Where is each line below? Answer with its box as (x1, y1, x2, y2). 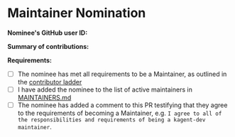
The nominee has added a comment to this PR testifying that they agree (17, 101, 228, 109)
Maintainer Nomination (7, 5, 146, 21)
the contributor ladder (17, 78, 82, 86)
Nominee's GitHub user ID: (7, 28, 88, 37)
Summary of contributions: (7, 42, 89, 50)
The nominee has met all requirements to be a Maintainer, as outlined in (17, 70, 227, 78)
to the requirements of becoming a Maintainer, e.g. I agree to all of (17, 109, 222, 118)
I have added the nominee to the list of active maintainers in (17, 85, 193, 94)
